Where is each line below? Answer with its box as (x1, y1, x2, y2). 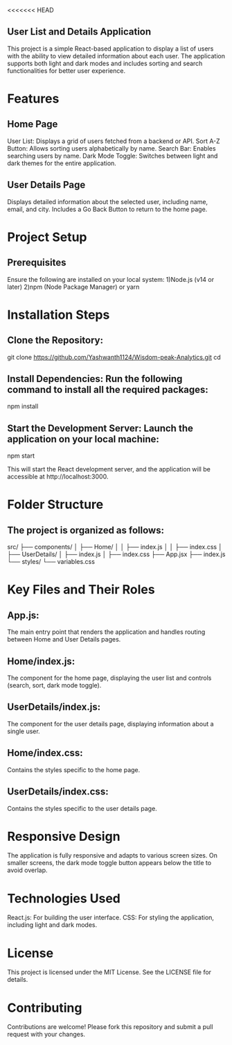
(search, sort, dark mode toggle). (7, 681, 102, 689)
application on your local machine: (7, 433, 159, 445)
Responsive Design (7, 828, 121, 844)
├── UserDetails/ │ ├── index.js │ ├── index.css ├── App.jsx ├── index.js (7, 550, 226, 558)
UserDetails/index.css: (7, 786, 109, 798)
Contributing (7, 1000, 82, 1016)
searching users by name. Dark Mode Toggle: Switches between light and (7, 151, 218, 160)
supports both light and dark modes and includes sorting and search (7, 59, 203, 67)
